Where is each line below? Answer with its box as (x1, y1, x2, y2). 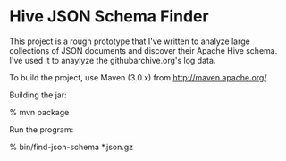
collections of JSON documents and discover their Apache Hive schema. (9, 45, 278, 55)
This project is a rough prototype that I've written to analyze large (9, 36, 250, 47)
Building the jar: (9, 89, 67, 100)
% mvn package (9, 106, 70, 117)
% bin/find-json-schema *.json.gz (9, 141, 134, 152)
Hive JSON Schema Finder (9, 6, 209, 27)
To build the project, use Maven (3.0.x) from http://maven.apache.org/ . (9, 72, 270, 82)
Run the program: (9, 123, 74, 135)
